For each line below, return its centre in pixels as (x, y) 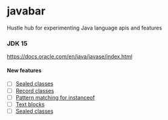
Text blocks (30, 104)
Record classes (35, 90)
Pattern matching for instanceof (55, 97)
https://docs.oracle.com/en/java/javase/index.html (69, 57)
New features (24, 70)
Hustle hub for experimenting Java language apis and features (85, 28)
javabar (26, 11)
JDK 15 (17, 43)
